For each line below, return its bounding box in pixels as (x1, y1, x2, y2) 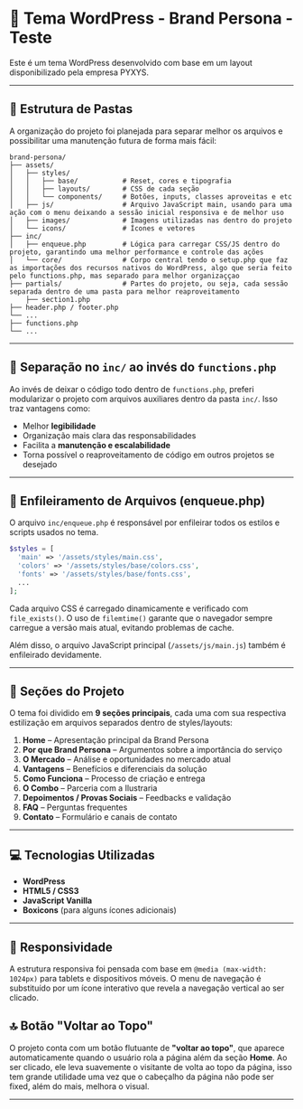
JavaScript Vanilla (22, 895, 93, 907)
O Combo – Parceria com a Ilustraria (22, 783, 158, 794)
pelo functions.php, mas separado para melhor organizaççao (9, 271, 241, 280)
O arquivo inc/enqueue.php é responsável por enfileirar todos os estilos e (9, 517, 280, 528)
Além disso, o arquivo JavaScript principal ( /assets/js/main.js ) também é (9, 639, 286, 650)
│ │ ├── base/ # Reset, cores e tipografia (9, 176, 232, 185)
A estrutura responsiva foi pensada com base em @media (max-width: (9, 963, 268, 974)
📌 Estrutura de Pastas (9, 101, 133, 117)
